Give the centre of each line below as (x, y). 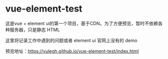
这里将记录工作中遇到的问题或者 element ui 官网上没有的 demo (71, 40)
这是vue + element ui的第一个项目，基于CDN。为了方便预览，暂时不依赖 (82, 23)
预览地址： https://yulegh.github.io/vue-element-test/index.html (72, 51)
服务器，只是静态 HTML (35, 29)
